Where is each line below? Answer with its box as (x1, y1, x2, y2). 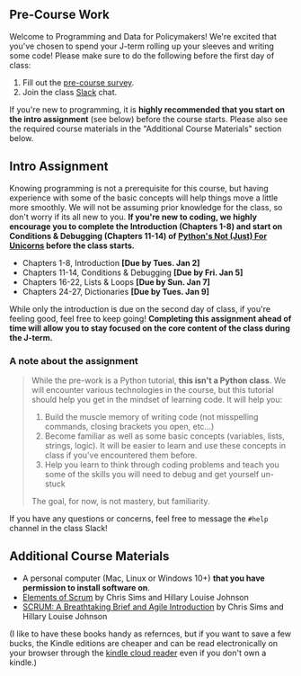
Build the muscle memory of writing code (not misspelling (44, 411, 259, 422)
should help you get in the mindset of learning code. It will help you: (31, 394, 283, 405)
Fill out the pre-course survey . (22, 76, 135, 88)
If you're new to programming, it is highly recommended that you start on (9, 103, 286, 115)
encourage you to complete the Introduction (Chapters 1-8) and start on (9, 220, 283, 232)
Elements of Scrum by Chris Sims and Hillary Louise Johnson (22, 591, 250, 602)
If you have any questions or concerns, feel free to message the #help (9, 512, 269, 524)
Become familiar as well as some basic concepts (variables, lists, (44, 431, 286, 441)
